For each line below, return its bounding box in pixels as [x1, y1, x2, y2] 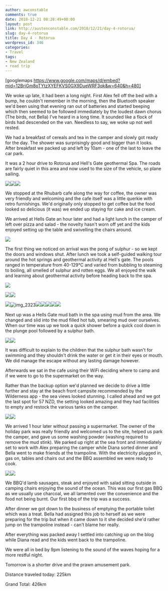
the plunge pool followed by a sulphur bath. [5, 328, 95, 334]
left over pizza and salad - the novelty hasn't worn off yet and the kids [5, 221, 150, 227]
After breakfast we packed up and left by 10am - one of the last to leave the [5, 145, 161, 151]
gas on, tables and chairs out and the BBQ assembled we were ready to [5, 455, 153, 462]
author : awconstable [5, 7, 49, 13]
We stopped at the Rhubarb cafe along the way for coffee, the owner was [5, 190, 157, 196]
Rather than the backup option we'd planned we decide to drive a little [5, 382, 150, 388]
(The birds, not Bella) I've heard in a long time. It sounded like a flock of [5, 114, 153, 120]
